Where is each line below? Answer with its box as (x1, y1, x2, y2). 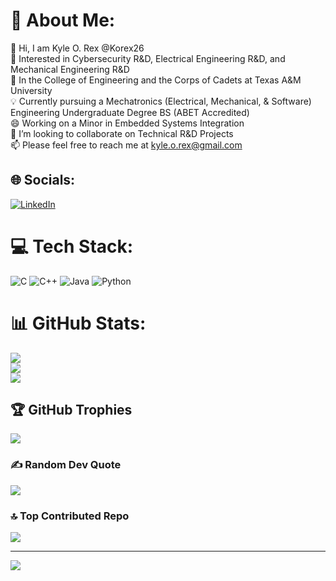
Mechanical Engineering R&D (10, 63, 130, 75)
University (10, 84, 53, 96)
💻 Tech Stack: (10, 235, 134, 258)
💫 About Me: (10, 9, 116, 32)
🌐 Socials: (10, 172, 76, 189)
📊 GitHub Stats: (10, 312, 147, 334)
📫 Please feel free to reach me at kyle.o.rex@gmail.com (10, 139, 243, 151)
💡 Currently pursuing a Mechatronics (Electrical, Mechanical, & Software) (10, 95, 312, 107)
